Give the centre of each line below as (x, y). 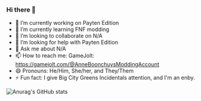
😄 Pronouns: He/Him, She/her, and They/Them (74, 71)
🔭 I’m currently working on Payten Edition (67, 23)
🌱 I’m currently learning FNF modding (62, 29)
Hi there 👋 (21, 10)
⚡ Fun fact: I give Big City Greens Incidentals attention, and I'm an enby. (105, 78)
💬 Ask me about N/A (41, 49)
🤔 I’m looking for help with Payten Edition (67, 43)
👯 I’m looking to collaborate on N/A (59, 36)
